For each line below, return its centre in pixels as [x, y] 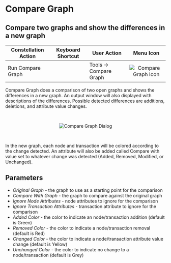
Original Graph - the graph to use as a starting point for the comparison [88, 190]
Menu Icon [146, 53]
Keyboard [68, 50]
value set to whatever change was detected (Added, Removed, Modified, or [84, 156]
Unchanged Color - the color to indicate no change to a [71, 249]
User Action [107, 53]
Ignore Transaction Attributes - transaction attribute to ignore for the [84, 206]
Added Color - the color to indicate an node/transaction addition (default [89, 217]
